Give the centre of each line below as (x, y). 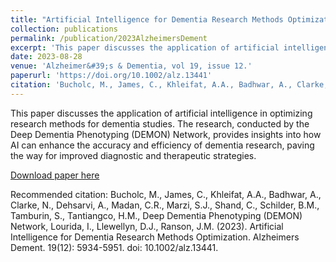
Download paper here (55, 175)
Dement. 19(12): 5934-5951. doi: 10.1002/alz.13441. (114, 247)
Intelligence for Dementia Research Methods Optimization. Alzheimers (155, 237)
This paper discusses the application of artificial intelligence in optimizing (161, 113)
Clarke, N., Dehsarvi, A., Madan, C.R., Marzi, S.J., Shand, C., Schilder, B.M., (165, 205)
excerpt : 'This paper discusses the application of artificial (145, 47)
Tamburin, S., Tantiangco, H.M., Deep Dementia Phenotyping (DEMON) (156, 215)
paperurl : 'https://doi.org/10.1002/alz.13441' (111, 76)
